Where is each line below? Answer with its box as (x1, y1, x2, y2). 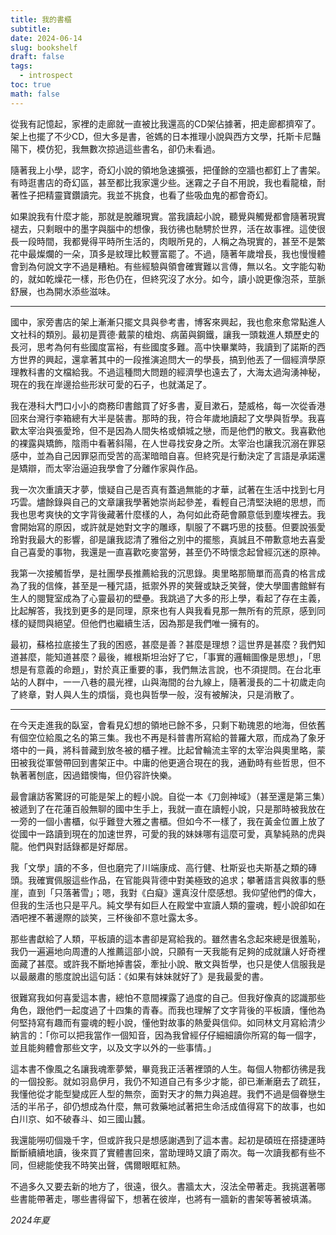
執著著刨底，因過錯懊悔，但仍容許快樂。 (10, 769, 177, 781)
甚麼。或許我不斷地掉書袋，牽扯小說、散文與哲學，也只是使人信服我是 (36, 957, 326, 970)
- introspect (19, 71, 74, 81)
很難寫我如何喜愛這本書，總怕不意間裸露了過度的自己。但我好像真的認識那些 (10, 991, 326, 1003)
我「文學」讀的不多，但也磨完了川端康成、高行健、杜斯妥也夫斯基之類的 (10, 861, 308, 873)
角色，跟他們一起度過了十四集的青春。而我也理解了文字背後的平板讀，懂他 (10, 1004, 317, 1016)
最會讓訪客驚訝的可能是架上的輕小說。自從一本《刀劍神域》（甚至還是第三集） (10, 790, 326, 802)
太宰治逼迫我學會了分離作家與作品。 (53, 462, 203, 474)
